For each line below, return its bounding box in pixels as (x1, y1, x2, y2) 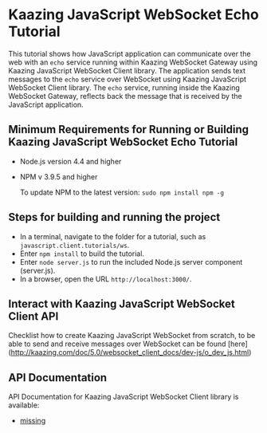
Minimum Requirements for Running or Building (8, 123, 249, 136)
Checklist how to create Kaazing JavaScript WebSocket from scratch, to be (8, 331, 256, 340)
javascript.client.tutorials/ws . (19, 240, 130, 250)
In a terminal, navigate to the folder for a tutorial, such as (19, 231, 206, 241)
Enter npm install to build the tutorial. (19, 249, 145, 258)
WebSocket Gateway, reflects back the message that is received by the (8, 91, 242, 100)
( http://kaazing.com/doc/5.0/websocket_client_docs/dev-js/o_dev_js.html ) (8, 348, 252, 357)
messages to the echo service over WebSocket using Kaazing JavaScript (8, 74, 247, 84)
